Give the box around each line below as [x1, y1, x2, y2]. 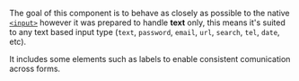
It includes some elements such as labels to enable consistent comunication [9, 54, 291, 64]
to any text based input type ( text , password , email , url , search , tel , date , [9, 27, 280, 37]
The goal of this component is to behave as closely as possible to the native [9, 8, 290, 18]
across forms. [9, 63, 61, 74]
